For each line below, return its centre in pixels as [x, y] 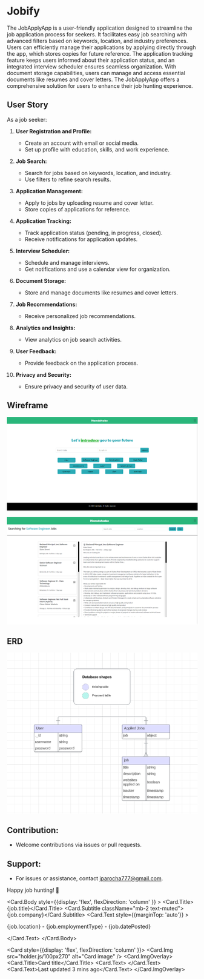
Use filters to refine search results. [68, 179]
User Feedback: [36, 351]
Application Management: [49, 191]
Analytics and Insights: [45, 328]
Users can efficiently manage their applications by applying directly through [101, 47]
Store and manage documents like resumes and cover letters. [101, 293]
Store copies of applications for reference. [77, 209]
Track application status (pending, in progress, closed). [94, 233]
